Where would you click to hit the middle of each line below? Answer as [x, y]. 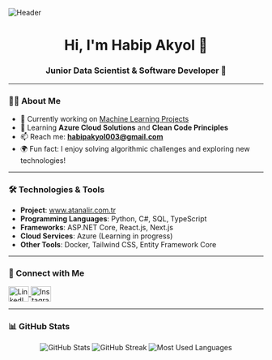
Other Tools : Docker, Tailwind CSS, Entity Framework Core [118, 245]
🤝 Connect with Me [47, 273]
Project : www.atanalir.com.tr [68, 210]
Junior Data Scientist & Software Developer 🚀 [136, 71]
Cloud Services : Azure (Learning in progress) [96, 236]
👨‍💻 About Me [34, 101]
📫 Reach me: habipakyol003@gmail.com [91, 136]
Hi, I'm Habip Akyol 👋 [136, 45]
